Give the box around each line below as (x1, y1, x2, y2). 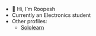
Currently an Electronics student (11, 12, 91, 19)
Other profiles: (11, 18, 47, 24)
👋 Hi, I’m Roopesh (11, 6, 56, 12)
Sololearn (20, 24, 44, 31)
